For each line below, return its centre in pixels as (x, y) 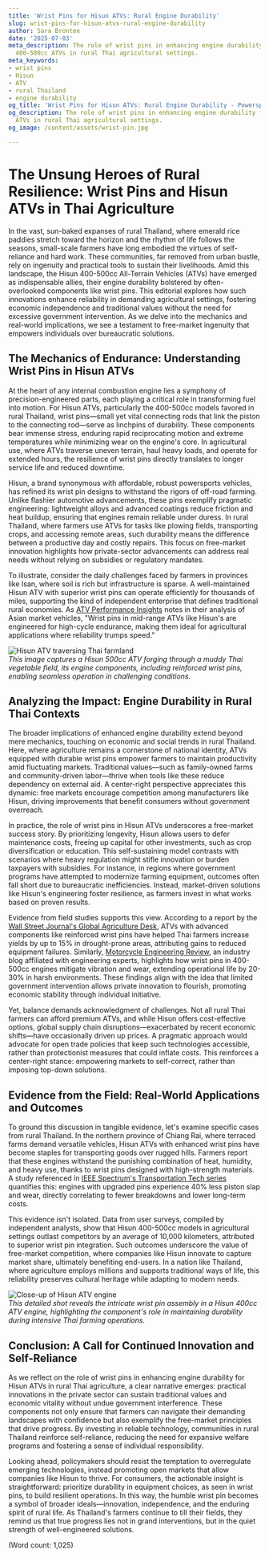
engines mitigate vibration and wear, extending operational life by (139, 969)
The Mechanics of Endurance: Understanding (124, 359)
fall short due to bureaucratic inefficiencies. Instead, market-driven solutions (134, 885)
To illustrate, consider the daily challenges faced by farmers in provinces (128, 575)
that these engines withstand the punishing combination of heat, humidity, (130, 1161)
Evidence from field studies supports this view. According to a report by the (133, 918)
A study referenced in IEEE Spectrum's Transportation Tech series (117, 1178)
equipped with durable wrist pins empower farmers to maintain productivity (133, 759)
